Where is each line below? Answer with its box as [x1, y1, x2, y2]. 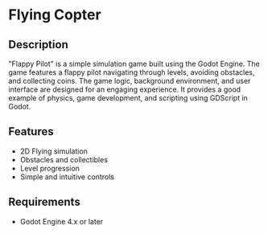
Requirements [8, 195, 80, 209]
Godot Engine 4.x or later [19, 216, 104, 226]
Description [8, 38, 68, 51]
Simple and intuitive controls [19, 171, 115, 182]
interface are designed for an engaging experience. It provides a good [8, 84, 241, 94]
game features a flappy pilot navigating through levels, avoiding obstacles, [8, 68, 255, 77]
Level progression [19, 163, 80, 173]
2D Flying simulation [19, 146, 89, 156]
